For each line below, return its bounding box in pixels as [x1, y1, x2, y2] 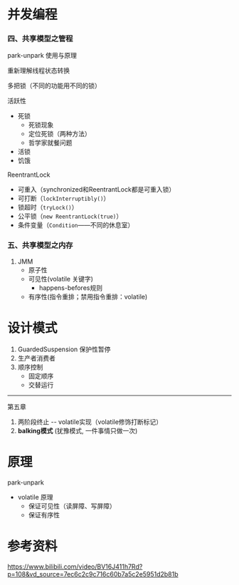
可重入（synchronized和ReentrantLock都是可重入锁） [17, 185, 176, 194]
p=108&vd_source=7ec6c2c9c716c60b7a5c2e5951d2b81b [7, 569, 179, 578]
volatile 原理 [17, 492, 53, 501]
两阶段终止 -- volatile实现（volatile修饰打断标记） [17, 418, 163, 426]
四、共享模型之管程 [7, 33, 73, 43]
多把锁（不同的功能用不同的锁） [7, 81, 101, 90]
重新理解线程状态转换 [7, 66, 70, 75]
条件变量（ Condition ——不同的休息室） [17, 221, 134, 229]
